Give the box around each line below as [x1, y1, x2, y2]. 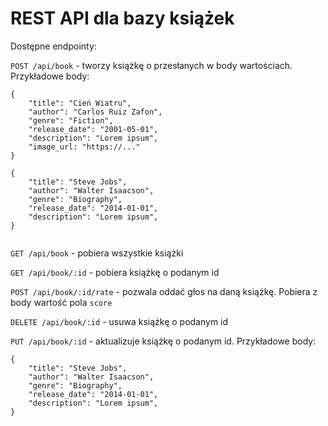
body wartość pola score [10, 296, 113, 308]
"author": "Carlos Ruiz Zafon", [28, 107, 163, 117]
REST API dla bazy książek [10, 7, 235, 30]
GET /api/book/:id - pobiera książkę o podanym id [10, 266, 220, 278]
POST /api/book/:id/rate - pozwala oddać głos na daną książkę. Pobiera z [10, 285, 318, 297]
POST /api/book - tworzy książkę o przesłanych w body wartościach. [10, 59, 293, 71]
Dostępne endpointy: [10, 40, 97, 52]
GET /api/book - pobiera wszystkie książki [10, 247, 184, 259]
